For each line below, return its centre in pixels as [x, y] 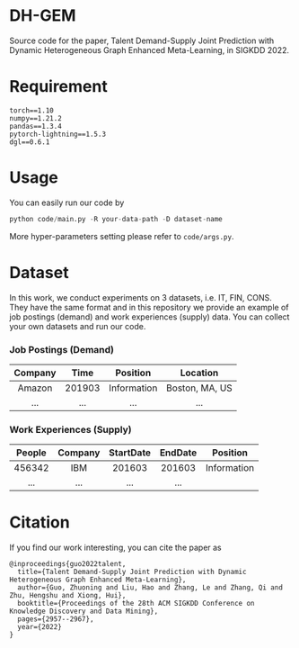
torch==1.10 [31, 110]
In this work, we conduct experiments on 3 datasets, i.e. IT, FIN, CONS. [141, 297]
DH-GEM [43, 16]
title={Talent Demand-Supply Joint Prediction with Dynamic [132, 572]
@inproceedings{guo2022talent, [68, 564]
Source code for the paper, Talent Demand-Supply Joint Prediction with [142, 40]
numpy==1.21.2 [36, 118]
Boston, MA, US [199, 388]
